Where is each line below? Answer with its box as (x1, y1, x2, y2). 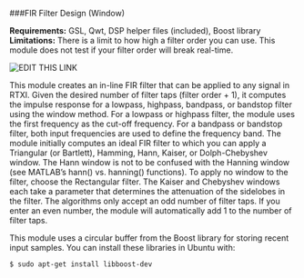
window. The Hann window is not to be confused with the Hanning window (9, 157, 290, 167)
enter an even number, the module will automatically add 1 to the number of (9, 205, 292, 216)
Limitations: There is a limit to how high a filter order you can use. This (9, 35, 276, 45)
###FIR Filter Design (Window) (9, 8, 126, 18)
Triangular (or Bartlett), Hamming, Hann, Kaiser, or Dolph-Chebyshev (9, 147, 269, 158)
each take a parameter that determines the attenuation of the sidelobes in (9, 186, 286, 196)
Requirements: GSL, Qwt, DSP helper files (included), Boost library (9, 25, 261, 35)
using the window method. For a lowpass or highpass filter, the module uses (9, 109, 296, 119)
